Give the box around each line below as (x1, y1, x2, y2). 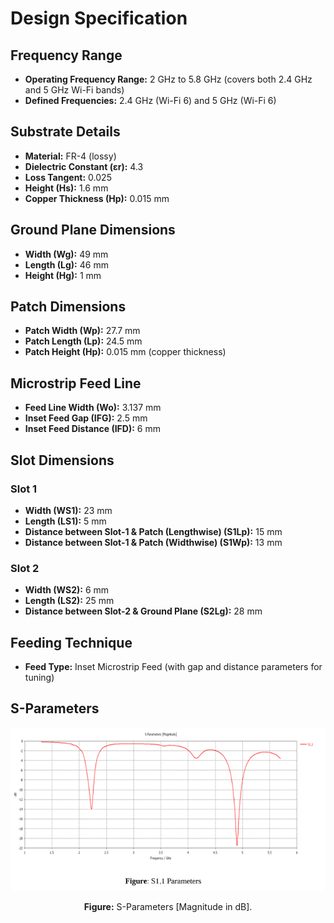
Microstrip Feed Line (10, 375, 142, 392)
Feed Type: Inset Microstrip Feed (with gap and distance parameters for (24, 661, 323, 673)
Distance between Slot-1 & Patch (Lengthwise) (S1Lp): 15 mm (24, 525, 283, 537)
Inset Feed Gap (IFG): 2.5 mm (24, 412, 148, 424)
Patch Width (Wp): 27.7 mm (24, 325, 141, 337)
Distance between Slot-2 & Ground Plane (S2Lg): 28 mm (24, 605, 263, 617)
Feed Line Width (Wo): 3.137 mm (24, 402, 162, 414)
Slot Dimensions (10, 452, 115, 469)
